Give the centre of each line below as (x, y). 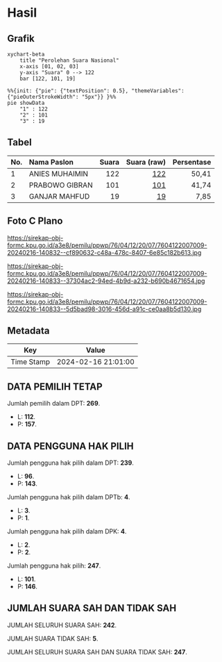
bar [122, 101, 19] (48, 78)
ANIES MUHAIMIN (59, 174)
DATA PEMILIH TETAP (55, 387)
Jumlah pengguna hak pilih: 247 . (54, 566)
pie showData (26, 103)
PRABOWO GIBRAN (61, 185)
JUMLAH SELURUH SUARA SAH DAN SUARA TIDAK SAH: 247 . (97, 652)
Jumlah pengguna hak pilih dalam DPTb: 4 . (69, 497)
